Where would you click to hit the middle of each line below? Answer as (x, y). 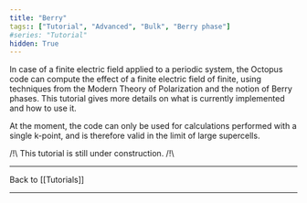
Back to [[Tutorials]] (47, 180)
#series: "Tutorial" (49, 35)
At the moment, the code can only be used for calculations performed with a (153, 126)
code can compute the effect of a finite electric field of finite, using (136, 80)
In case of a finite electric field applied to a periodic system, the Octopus (146, 69)
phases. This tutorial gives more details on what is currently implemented (147, 99)
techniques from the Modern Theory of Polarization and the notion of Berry (151, 89)
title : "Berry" (38, 18)
